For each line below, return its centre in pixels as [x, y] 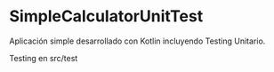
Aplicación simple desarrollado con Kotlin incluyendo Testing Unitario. [137, 41]
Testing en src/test [44, 58]
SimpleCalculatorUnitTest [106, 16]
